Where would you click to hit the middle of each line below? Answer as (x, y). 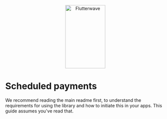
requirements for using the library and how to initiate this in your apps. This (84, 105)
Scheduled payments (51, 86)
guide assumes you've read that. (39, 111)
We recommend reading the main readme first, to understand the (73, 100)
